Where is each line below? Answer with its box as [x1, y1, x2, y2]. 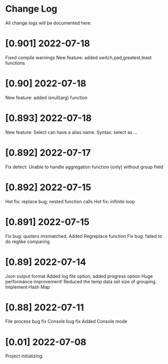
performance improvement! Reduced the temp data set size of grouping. [5, 278, 157, 285]
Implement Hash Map [5, 284, 50, 290]
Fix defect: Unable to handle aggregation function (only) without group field [5, 164, 163, 170]
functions [5, 59, 25, 66]
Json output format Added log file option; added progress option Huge [5, 273, 153, 279]
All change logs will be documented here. [5, 20, 92, 26]
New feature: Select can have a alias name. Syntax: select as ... [5, 129, 138, 135]
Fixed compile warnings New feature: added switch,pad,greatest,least [5, 54, 152, 60]
